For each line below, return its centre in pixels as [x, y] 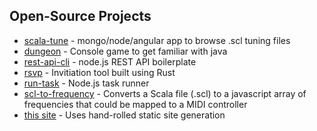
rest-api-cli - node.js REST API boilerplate [110, 61]
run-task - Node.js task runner [86, 83]
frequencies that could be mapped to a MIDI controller [135, 104]
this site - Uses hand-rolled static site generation [124, 115]
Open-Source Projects [80, 16]
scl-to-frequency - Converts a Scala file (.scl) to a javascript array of [165, 93]
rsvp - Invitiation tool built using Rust [99, 72]
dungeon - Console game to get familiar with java [125, 51]
